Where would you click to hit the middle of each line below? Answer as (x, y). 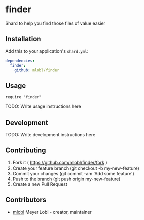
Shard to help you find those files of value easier (55, 23)
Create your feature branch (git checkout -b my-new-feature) (76, 168)
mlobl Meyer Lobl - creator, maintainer (52, 212)
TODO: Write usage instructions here (43, 106)
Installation (23, 39)
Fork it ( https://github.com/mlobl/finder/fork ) (60, 162)
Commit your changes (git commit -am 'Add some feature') (73, 173)
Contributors (26, 200)
